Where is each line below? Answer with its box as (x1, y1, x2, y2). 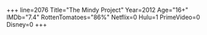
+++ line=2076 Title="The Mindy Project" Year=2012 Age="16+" (6, 6, 189, 14)
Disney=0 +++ (6, 21, 47, 28)
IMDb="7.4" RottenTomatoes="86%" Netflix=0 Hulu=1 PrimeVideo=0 (6, 13, 200, 21)
